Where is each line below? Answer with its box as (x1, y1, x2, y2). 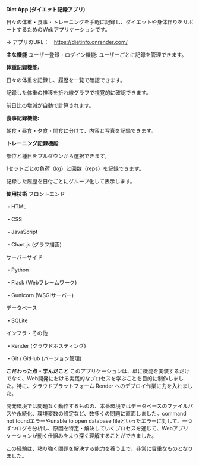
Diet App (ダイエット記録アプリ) (6, 6, 86, 13)
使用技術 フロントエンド (6, 191, 65, 197)
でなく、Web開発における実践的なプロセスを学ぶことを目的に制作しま (6, 375, 179, 382)
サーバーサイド (6, 254, 43, 261)
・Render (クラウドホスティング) (6, 342, 86, 349)
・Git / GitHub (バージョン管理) (6, 355, 82, 362)
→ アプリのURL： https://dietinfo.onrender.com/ (6, 39, 128, 45)
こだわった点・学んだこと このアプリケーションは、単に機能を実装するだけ (6, 367, 190, 375)
